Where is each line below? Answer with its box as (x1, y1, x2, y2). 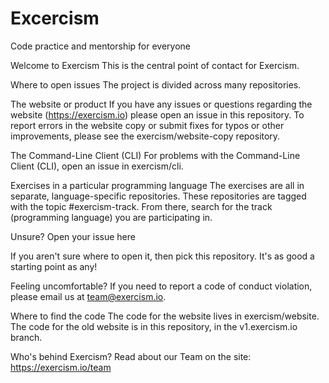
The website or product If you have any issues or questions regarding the (10, 98, 313, 110)
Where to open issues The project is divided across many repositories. (10, 78, 302, 91)
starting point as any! (10, 260, 98, 272)
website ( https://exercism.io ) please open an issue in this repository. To (10, 108, 305, 121)
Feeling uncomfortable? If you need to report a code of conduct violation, (10, 280, 313, 292)
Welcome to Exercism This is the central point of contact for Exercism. (10, 59, 300, 71)
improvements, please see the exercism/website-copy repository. (10, 130, 281, 142)
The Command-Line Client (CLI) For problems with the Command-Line (10, 149, 301, 161)
